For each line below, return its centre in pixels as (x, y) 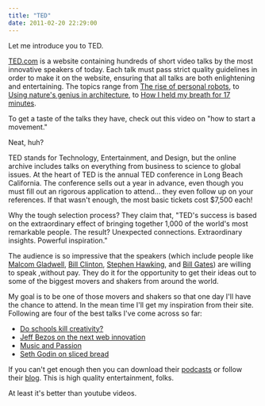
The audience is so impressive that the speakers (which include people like (131, 255)
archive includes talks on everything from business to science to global (125, 166)
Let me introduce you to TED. (56, 45)
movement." (28, 127)
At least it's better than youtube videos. (73, 393)
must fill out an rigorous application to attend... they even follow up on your (131, 191)
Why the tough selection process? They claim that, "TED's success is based (132, 215)
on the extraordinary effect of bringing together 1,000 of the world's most (128, 224)
